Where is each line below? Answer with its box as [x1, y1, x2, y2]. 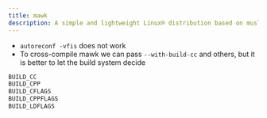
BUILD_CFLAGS [8, 88, 52, 96]
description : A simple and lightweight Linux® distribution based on [8, 19, 244, 27]
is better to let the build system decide [19, 57, 145, 67]
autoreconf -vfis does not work [19, 40, 126, 50]
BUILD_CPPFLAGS [8, 95, 59, 103]
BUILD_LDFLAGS [8, 102, 56, 110]
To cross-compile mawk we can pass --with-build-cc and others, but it [19, 49, 256, 59]
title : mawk [8, 11, 48, 20]
